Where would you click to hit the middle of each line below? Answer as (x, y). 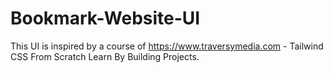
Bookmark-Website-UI (105, 18)
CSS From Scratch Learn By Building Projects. (105, 56)
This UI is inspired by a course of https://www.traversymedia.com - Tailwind (167, 46)
